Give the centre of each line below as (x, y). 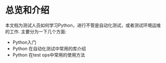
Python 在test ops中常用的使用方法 (49, 55)
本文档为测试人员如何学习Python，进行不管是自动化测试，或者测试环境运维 (83, 25)
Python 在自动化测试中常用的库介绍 (49, 48)
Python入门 (24, 42)
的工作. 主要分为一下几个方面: (36, 31)
